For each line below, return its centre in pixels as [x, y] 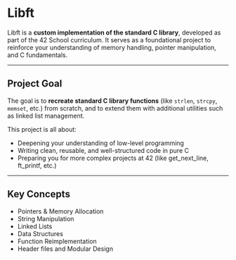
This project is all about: [42, 129]
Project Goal [35, 83]
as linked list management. [46, 116]
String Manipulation [46, 218]
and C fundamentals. [38, 55]
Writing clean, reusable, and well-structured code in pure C [103, 150]
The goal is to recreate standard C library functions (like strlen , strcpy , [112, 101]
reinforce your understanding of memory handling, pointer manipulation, [112, 47]
